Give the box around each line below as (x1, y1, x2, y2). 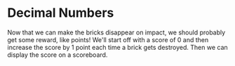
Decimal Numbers (7, 5, 114, 21)
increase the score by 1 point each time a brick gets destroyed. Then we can (7, 43, 228, 51)
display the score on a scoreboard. (7, 51, 108, 59)
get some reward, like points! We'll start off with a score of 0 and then (7, 35, 209, 44)
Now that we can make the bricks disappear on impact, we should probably (7, 28, 226, 37)
